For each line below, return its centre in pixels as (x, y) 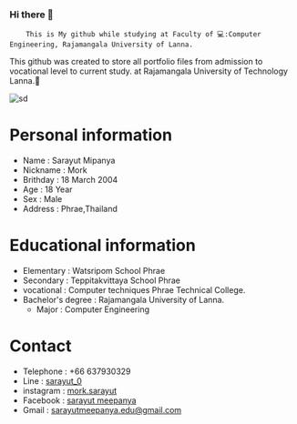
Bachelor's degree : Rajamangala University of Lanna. (123, 300)
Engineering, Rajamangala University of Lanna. (102, 45)
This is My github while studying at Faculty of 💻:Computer (143, 35)
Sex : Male (42, 199)
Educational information (102, 246)
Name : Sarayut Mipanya (69, 161)
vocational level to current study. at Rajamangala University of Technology (149, 71)
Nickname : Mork (55, 170)
